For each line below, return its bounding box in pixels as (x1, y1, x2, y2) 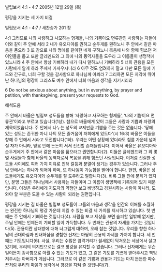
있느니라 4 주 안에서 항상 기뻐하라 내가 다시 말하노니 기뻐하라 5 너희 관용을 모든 (5, 60, 155, 65)
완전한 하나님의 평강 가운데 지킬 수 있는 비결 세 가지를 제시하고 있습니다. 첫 (10, 208, 151, 213)
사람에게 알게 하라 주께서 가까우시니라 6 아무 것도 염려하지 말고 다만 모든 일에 (5, 65, 151, 71)
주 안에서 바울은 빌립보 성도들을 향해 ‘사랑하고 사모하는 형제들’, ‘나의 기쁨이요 (5, 113, 150, 118)
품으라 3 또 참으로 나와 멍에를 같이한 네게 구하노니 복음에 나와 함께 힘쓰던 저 (14, 47, 157, 53)
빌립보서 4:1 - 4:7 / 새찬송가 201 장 (5, 25, 71, 30)
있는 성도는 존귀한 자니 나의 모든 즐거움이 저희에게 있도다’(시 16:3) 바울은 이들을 (5, 131, 156, 136)
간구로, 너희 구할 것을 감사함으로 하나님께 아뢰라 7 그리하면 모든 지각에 (14, 72, 147, 77)
